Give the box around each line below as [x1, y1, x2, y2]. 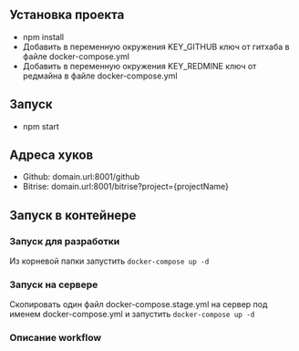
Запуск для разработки [9, 234, 120, 247]
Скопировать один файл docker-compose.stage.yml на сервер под [9, 299, 268, 310]
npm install [22, 31, 65, 42]
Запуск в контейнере [9, 207, 137, 222]
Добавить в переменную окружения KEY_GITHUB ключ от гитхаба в [22, 41, 290, 52]
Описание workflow [9, 332, 102, 345]
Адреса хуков [9, 148, 94, 163]
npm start [22, 120, 59, 131]
